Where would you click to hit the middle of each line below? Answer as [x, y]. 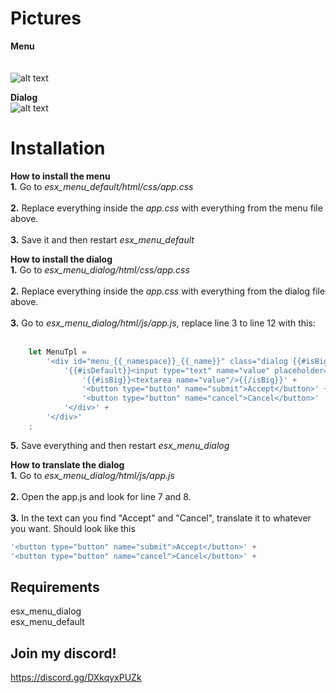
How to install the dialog [61, 259]
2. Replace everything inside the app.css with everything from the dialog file [168, 291]
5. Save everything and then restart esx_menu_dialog [120, 445]
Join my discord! [63, 653]
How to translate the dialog [67, 464]
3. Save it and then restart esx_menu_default [102, 239]
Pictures [46, 18]
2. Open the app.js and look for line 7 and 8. [101, 496]
